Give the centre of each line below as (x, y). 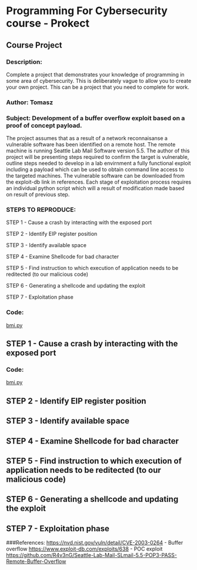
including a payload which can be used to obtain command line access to (95, 169)
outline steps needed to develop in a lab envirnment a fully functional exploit (98, 164)
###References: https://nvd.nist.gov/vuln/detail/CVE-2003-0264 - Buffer (95, 543)
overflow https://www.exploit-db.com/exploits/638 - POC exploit (84, 549)
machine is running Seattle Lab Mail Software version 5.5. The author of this (98, 151)
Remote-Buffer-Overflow (36, 561)
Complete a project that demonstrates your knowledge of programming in (95, 74)
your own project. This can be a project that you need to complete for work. (98, 87)
